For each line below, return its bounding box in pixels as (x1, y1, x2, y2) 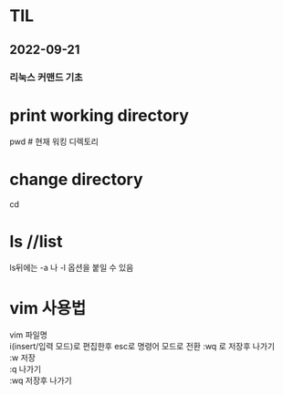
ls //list (9, 231, 63, 252)
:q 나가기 (9, 364, 42, 375)
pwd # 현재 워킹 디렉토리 (9, 136, 99, 147)
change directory (9, 169, 143, 190)
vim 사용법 (9, 297, 87, 318)
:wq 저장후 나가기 (9, 375, 72, 386)
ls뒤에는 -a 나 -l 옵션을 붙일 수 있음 (9, 262, 134, 274)
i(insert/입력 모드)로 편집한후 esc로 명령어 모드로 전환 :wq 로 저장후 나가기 (9, 341, 276, 352)
